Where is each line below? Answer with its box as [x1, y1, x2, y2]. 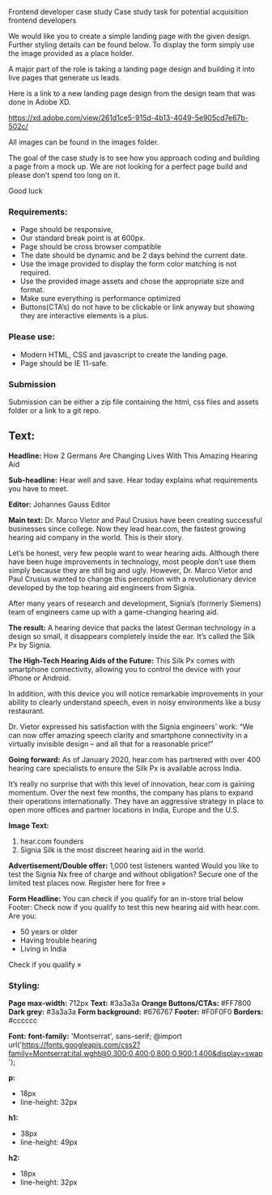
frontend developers [8, 15, 77, 25]
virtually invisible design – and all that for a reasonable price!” [8, 739, 214, 748]
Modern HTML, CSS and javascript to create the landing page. [19, 349, 228, 360]
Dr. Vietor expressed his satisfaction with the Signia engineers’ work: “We [8, 722, 253, 731]
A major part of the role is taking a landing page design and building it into [8, 64, 255, 74]
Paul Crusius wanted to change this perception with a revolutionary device [8, 574, 257, 584]
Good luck [8, 186, 43, 196]
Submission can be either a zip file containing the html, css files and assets [8, 397, 259, 407]
